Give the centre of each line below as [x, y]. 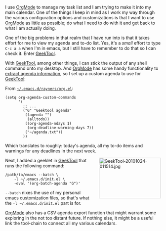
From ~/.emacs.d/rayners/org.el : [39, 88]
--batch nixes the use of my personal [43, 193]
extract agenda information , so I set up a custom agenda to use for [73, 73]
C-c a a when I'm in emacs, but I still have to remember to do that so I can [81, 48]
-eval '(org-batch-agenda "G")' [47, 184]
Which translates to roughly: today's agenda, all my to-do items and [74, 146]
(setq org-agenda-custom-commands [41, 97]
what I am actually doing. [31, 28]
